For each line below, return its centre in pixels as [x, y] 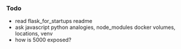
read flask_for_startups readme [54, 21]
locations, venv [34, 34]
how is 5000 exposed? [43, 40]
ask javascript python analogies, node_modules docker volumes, [95, 27]
